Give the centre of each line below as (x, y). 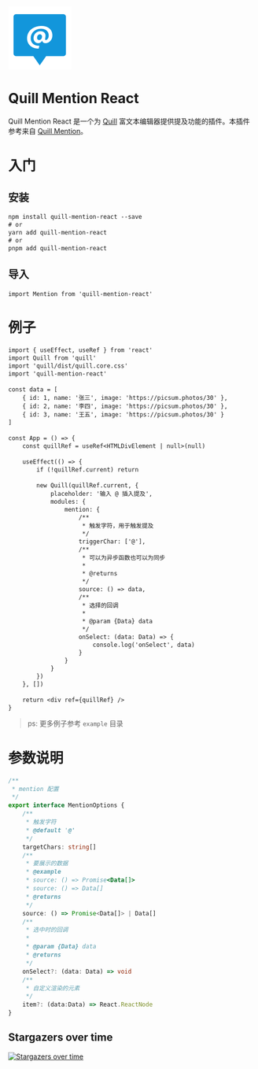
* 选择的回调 (101, 605)
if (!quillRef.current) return (88, 470)
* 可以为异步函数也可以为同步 (124, 557)
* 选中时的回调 (47, 930)
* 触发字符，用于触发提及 (118, 526)
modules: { (68, 501)
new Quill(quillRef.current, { (88, 485)
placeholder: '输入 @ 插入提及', (101, 494)
